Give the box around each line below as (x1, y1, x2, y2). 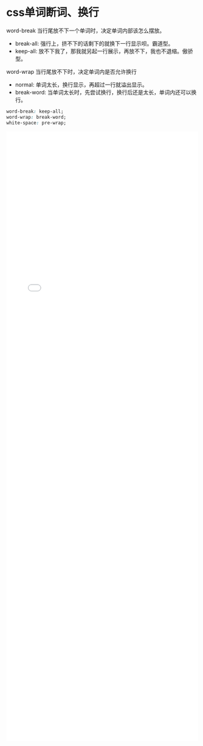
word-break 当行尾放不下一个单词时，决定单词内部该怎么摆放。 (6, 27, 165, 34)
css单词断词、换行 (6, 5, 99, 20)
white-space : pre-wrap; (6, 119, 67, 126)
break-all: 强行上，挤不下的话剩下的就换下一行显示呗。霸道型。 (15, 40, 174, 47)
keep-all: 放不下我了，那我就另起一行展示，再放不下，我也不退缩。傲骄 (15, 47, 193, 55)
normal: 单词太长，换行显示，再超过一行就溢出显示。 (15, 80, 148, 88)
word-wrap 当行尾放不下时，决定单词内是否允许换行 (6, 68, 137, 75)
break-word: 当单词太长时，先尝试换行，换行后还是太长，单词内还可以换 (15, 88, 197, 96)
